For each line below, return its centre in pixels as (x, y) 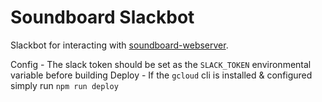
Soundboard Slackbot (102, 17)
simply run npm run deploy (64, 85)
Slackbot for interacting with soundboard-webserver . (119, 45)
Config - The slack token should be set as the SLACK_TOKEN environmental (161, 64)
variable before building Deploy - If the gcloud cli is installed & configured (161, 75)
